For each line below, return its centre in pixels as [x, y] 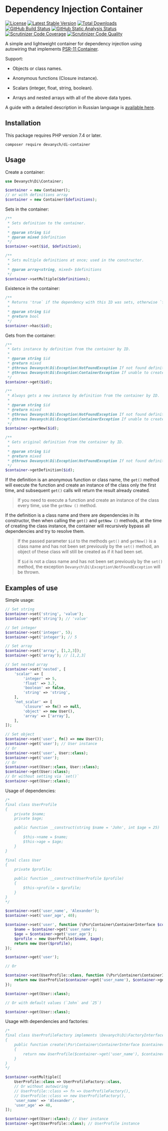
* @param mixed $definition [36, 237]
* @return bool [23, 316]
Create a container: [25, 172]
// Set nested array [27, 665]
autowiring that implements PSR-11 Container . [52, 49]
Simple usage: [20, 600]
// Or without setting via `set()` [42, 777]
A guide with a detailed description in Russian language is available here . [80, 107]
